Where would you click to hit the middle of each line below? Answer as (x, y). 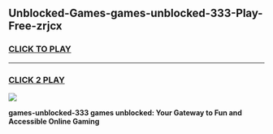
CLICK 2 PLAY (37, 80)
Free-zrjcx (35, 26)
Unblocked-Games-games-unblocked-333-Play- (136, 13)
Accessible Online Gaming (54, 121)
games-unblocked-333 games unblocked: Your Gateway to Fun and (125, 112)
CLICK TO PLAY (40, 50)
